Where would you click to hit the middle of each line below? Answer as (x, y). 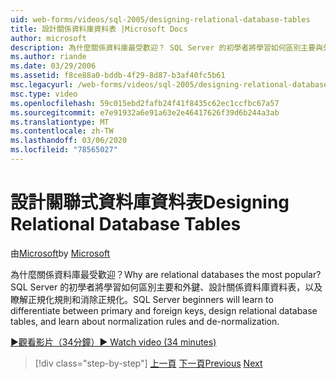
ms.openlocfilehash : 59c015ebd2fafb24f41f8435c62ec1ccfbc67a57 (145, 103)
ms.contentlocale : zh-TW (62, 131)
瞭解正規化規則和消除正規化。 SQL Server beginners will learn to (142, 299)
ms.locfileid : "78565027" (64, 150)
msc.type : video (44, 94)
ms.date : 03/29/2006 (53, 66)
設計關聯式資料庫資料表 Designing (150, 202)
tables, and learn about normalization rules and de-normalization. (145, 321)
